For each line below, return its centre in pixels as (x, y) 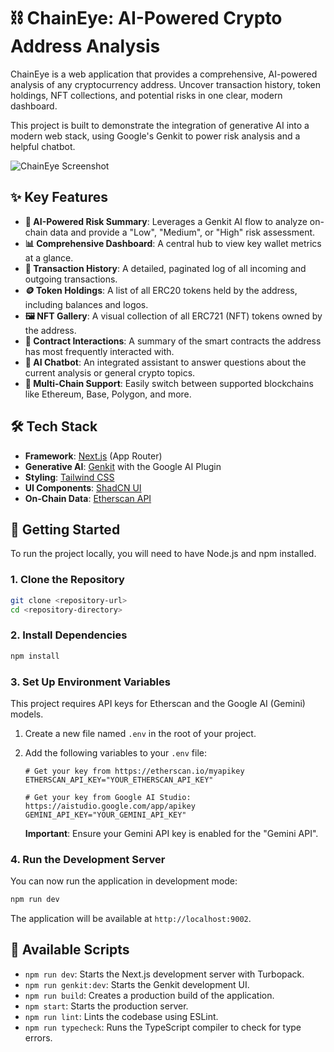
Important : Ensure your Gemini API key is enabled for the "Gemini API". (171, 833)
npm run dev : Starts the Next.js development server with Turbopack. (164, 974)
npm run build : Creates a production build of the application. (149, 995)
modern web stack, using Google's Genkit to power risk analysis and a (155, 136)
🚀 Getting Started (65, 529)
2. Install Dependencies (69, 635)
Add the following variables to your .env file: (116, 752)
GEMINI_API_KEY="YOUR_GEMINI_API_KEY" (105, 815)
